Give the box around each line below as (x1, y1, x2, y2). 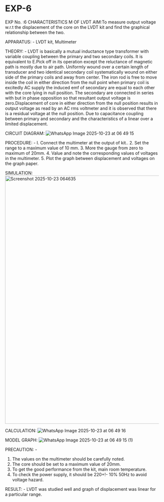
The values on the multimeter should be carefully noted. (12, 456, 125, 462)
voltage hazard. (12, 477, 44, 482)
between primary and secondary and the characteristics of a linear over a (5, 116, 153, 121)
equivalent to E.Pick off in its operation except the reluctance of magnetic (5, 59, 153, 64)
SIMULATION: (5, 170, 33, 176)
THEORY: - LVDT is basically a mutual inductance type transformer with (5, 48, 149, 54)
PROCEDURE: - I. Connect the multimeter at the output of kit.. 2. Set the (5, 140, 149, 145)
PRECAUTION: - (5, 446, 38, 452)
